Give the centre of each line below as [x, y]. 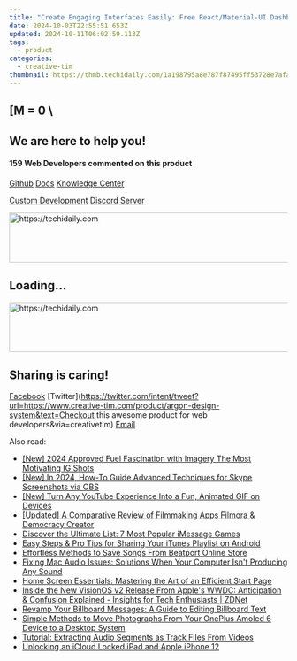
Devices [37, 506]
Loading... [38, 285]
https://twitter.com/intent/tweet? [140, 396]
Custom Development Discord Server [77, 200]
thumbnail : [29, 75]
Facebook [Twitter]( [45, 396]
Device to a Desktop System [73, 628]
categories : [31, 58]
